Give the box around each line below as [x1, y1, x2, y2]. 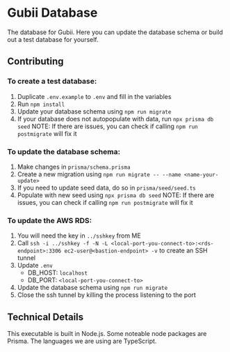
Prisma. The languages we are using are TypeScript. [7, 337, 157, 346]
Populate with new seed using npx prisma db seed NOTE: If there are [17, 190, 215, 199]
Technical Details [7, 311, 84, 323]
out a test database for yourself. [7, 35, 99, 43]
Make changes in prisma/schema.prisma [17, 162, 131, 171]
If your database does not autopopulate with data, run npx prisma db [17, 114, 214, 123]
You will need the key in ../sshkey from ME [17, 231, 141, 240]
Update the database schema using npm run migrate [17, 284, 168, 292]
